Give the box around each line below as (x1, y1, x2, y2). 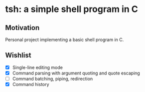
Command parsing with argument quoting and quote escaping (12, 70, 141, 76)
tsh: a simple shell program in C (5, 3, 139, 15)
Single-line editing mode (12, 64, 63, 70)
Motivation (5, 23, 40, 32)
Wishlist (5, 51, 31, 59)
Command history (12, 81, 49, 87)
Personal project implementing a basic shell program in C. (5, 36, 124, 42)
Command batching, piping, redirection (12, 75, 93, 81)
